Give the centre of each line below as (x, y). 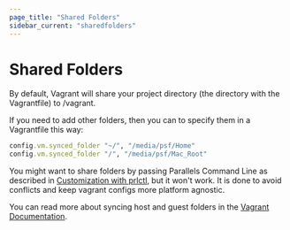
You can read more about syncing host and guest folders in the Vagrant (139, 207)
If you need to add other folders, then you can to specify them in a (130, 120)
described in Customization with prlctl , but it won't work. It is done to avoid (145, 180)
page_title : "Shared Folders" (65, 17)
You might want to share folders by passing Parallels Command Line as (138, 171)
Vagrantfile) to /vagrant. (53, 103)
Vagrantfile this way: (46, 130)
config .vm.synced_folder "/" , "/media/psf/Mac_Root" (108, 154)
